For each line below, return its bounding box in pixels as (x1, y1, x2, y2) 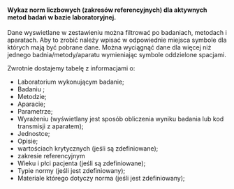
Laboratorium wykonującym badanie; (17, 77, 124, 86)
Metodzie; (17, 93, 47, 101)
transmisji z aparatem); (17, 122, 84, 130)
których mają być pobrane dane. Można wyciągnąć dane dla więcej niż (7, 43, 212, 52)
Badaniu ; (17, 85, 45, 93)
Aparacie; (17, 100, 45, 108)
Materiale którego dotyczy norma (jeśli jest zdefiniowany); (17, 174, 185, 183)
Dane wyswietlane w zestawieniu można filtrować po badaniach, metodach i (7, 29, 227, 37)
